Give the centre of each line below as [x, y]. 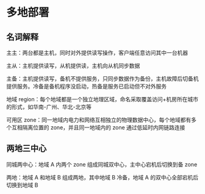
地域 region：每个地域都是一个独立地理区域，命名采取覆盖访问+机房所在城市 [103, 99]
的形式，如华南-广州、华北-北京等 [49, 107]
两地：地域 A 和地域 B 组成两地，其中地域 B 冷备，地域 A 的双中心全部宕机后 [103, 177]
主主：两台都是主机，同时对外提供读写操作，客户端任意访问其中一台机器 [97, 53]
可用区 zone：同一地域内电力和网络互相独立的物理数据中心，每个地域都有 [99, 120]
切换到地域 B [22, 185]
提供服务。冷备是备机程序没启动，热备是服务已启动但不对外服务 [86, 86]
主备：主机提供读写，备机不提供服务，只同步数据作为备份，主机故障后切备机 [103, 79]
